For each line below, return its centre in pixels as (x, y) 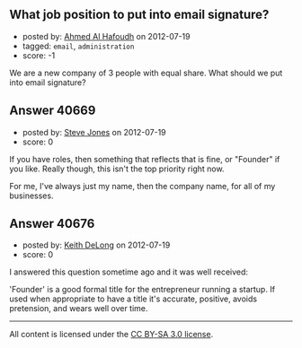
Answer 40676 (52, 224)
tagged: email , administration (78, 46)
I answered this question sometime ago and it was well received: (129, 272)
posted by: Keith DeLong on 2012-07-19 (96, 245)
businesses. (31, 196)
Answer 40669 (53, 111)
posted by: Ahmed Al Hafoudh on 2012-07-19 (106, 36)
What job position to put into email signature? (139, 15)
